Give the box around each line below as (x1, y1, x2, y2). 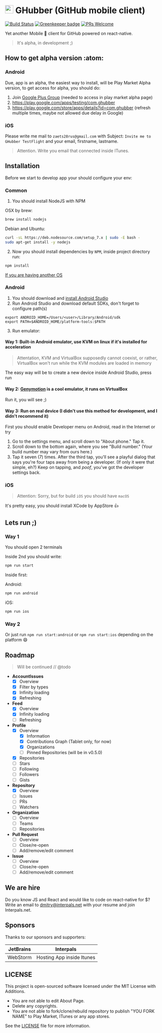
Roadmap (5, 651, 35, 659)
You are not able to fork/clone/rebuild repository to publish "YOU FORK (12, 1008, 155, 1014)
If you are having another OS (5, 272, 63, 278)
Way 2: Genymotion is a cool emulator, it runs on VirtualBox (5, 386, 128, 392)
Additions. (5, 989, 26, 994)
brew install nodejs (5, 217, 47, 222)
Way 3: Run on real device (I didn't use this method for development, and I (5, 408, 158, 414)
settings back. (12, 469, 41, 475)
